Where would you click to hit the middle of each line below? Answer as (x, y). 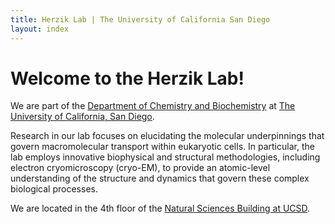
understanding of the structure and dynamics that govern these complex (160, 178)
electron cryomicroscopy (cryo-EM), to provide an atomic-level (140, 168)
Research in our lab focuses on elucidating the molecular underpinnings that (167, 136)
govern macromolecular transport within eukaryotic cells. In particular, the (162, 147)
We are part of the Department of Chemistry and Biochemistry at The (153, 106)
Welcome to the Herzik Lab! (127, 78)
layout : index (40, 29)
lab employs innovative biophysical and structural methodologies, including (165, 157)
